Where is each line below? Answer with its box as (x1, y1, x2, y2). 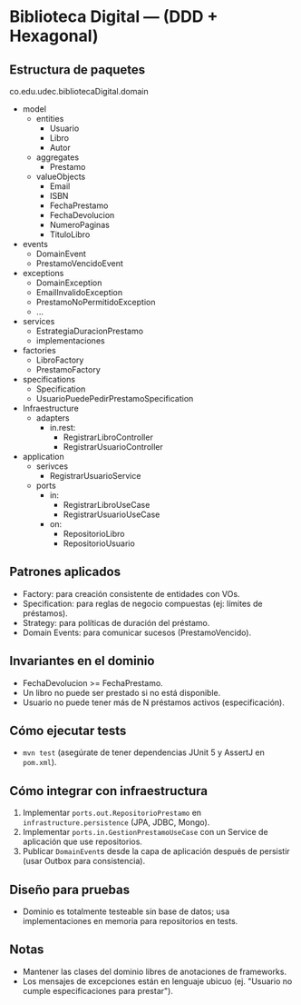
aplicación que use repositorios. (22, 836, 143, 847)
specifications (22, 374, 75, 384)
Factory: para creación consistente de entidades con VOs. (22, 588, 240, 599)
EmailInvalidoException (35, 287, 123, 297)
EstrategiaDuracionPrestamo (35, 325, 143, 336)
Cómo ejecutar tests (9, 723, 127, 739)
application (22, 452, 65, 462)
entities (35, 114, 64, 124)
